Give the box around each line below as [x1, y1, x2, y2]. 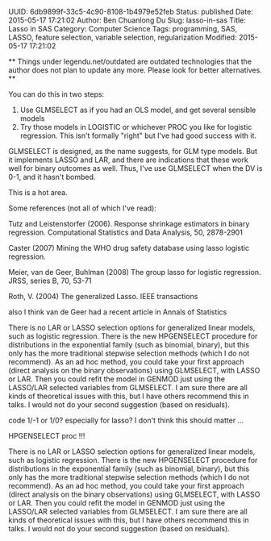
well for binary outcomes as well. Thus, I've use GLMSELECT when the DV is [8, 164, 263, 173]
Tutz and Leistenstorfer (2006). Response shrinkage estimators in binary [8, 219, 250, 228]
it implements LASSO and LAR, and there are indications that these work [8, 155, 248, 164]
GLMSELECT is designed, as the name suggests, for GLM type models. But [8, 147, 258, 156]
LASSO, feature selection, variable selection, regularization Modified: [8, 32, 237, 42]
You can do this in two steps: [8, 89, 105, 99]
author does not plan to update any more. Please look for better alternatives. [8, 65, 262, 75]
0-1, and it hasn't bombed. [8, 173, 96, 181]
